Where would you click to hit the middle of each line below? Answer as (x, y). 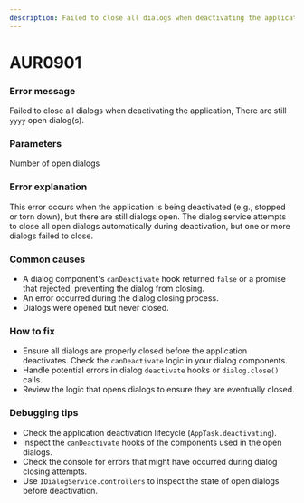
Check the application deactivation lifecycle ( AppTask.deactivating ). (150, 432)
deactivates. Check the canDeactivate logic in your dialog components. (155, 361)
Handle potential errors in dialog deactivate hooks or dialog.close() (151, 370)
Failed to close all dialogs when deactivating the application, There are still (148, 111)
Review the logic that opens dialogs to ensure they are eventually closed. (158, 390)
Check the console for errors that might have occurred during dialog (150, 461)
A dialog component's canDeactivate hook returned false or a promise (154, 279)
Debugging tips (44, 413)
